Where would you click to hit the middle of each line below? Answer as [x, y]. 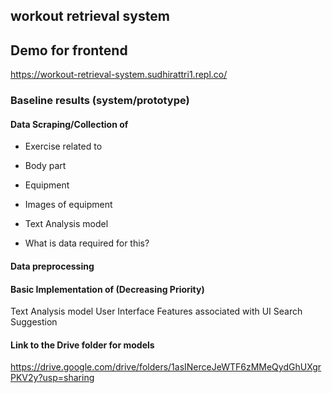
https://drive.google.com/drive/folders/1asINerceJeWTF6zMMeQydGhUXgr [166, 367]
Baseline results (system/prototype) [100, 101]
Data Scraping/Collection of [69, 124]
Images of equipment [68, 205]
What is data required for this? [87, 243]
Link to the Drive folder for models [82, 345]
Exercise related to [63, 146]
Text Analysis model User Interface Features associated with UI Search [156, 311]
